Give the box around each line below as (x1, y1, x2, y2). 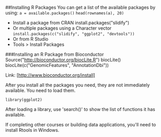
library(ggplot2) (5, 97, 43, 102)
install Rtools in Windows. (5, 127, 59, 133)
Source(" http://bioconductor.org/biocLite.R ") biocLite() (5, 57, 122, 63)
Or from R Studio (12, 36, 49, 42)
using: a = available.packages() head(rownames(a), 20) (5, 10, 124, 16)
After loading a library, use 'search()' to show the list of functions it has (5, 106, 155, 112)
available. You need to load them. (5, 87, 76, 94)
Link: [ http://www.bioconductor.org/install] (5, 72, 95, 78)
